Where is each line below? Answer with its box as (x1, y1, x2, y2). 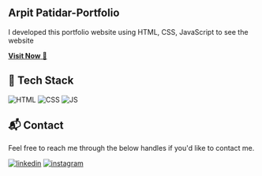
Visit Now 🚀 (8, 51, 47, 60)
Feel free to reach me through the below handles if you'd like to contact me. (8, 144, 255, 153)
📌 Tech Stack (8, 74, 74, 88)
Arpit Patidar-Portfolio (8, 6, 120, 20)
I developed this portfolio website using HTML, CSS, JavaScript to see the (8, 27, 249, 36)
